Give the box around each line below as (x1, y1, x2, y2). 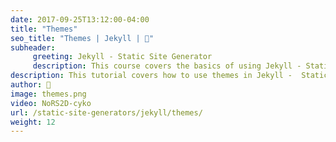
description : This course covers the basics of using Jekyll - (32, 61, 302, 71)
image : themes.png (10, 89, 87, 99)
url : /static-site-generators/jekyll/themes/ (10, 107, 203, 118)
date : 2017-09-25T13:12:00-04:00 (10, 14, 150, 25)
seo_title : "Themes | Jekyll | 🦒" (10, 33, 155, 43)
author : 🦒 (10, 80, 52, 90)
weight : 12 (10, 117, 56, 127)
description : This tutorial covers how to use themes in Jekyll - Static (10, 71, 329, 81)
